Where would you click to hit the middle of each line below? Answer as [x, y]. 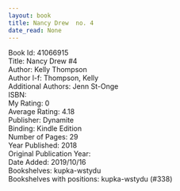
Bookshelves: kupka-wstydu [55, 170]
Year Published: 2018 [43, 145]
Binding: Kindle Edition [45, 128]
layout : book [30, 15]
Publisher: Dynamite [41, 120]
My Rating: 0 [29, 103]
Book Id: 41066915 [38, 53]
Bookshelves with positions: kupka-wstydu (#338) [90, 179]
